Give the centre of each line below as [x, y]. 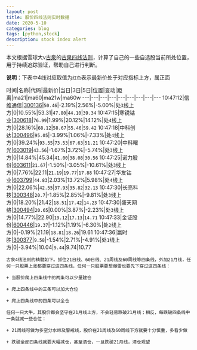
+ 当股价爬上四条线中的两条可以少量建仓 [49, 278]
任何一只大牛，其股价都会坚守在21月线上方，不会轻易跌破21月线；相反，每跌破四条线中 [98, 312]
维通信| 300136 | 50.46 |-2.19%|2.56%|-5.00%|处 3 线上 [70, 105]
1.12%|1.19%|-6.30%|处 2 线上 [87, 225]
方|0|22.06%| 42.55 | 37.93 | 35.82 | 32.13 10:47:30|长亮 [70, 187]
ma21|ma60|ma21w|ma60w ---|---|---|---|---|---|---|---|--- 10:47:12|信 [101, 98]
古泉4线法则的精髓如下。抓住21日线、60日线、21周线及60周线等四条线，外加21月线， [96, 260]
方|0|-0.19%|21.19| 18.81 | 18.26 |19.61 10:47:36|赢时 [67, 232]
